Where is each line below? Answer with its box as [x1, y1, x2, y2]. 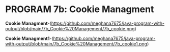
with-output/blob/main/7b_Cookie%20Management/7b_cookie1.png [5, 40, 148, 46]
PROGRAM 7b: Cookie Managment [5, 4, 154, 15]
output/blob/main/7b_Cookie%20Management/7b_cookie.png [5, 25, 135, 31]
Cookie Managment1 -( [5, 35, 53, 41]
